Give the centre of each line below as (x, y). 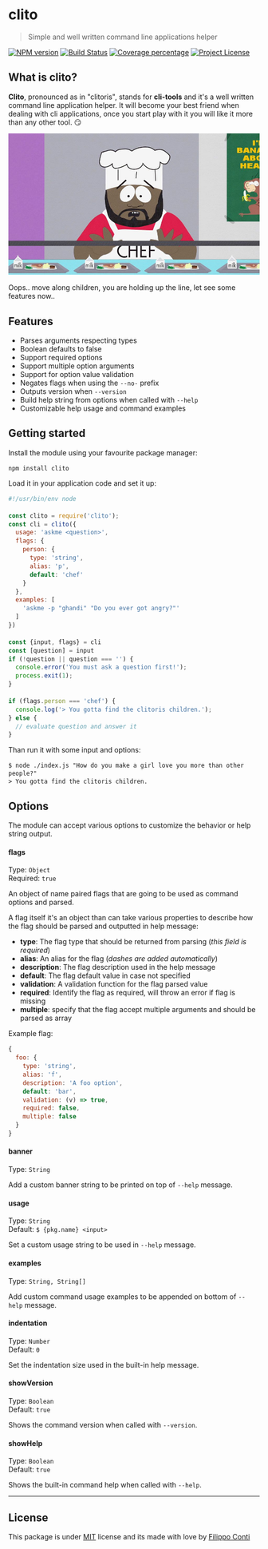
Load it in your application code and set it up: (83, 483)
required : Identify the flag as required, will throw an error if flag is (127, 993)
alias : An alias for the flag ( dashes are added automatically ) (118, 959)
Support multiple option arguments (77, 366)
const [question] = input (51, 650)
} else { (23, 718)
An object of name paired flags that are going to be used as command (123, 894)
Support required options (61, 358)
